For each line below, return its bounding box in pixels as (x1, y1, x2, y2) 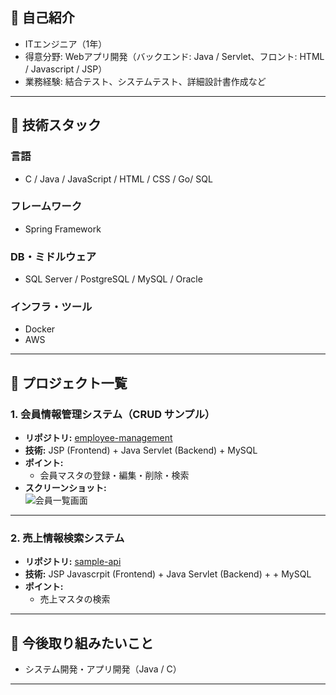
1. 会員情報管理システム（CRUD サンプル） (10, 407, 216, 421)
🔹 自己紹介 (10, 9, 75, 27)
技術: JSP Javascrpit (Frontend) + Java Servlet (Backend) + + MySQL (24, 568, 312, 580)
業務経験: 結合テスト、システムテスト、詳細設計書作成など (24, 75, 267, 87)
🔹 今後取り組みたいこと (10, 634, 154, 652)
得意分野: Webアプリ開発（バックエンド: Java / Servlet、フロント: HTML (24, 50, 325, 62)
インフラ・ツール (10, 300, 93, 314)
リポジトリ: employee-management (24, 432, 173, 444)
